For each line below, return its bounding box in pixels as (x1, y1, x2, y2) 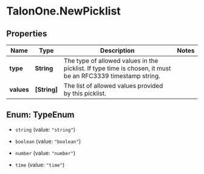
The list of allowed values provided (63, 82, 163, 90)
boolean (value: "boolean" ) (15, 138, 81, 145)
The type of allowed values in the (63, 56, 158, 65)
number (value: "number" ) (15, 149, 76, 156)
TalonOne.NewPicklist (6, 4, 121, 18)
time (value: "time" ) (15, 161, 65, 168)
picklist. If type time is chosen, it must (63, 64, 171, 72)
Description (100, 47, 135, 55)
